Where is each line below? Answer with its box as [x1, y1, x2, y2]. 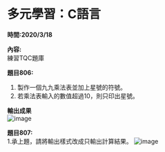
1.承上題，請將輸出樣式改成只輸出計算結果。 [7, 137, 133, 145]
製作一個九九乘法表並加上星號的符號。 [17, 83, 126, 91]
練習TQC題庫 [7, 53, 45, 62]
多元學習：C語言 [7, 6, 101, 22]
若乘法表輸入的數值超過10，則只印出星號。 [17, 91, 139, 100]
